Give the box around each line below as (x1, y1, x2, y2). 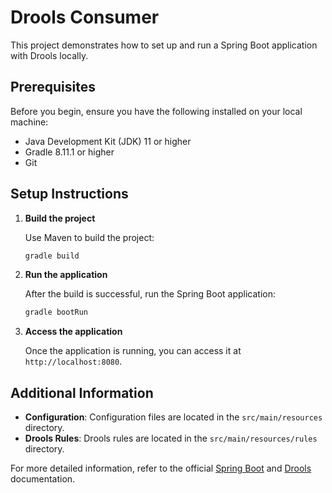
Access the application (24, 326, 123, 338)
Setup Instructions (10, 186, 129, 203)
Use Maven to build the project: (24, 231, 155, 243)
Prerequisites (10, 79, 96, 96)
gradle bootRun (24, 307, 89, 318)
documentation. (10, 473, 76, 485)
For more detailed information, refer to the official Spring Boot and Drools (10, 462, 312, 475)
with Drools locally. (10, 49, 89, 61)
